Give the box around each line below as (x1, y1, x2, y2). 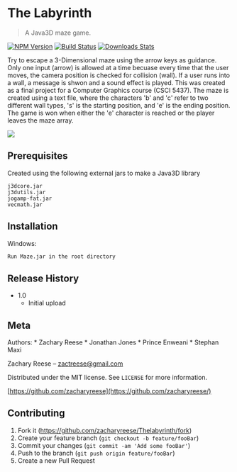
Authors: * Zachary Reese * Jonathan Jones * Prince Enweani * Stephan (7, 338, 219, 347)
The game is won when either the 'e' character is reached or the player (7, 108, 215, 117)
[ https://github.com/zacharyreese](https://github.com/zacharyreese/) (7, 387, 211, 395)
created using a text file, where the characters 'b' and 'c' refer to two (7, 94, 209, 102)
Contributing (7, 408, 65, 420)
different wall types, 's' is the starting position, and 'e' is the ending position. (7, 101, 231, 109)
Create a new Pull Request (17, 456, 96, 465)
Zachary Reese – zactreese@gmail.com (7, 359, 123, 368)
